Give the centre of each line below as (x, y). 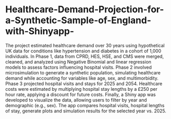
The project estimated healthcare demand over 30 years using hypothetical (85, 45)
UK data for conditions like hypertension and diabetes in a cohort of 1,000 (83, 51)
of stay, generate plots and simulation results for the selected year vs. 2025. (86, 111)
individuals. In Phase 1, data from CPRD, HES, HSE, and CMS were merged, (85, 56)
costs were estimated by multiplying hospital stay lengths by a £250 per (81, 89)
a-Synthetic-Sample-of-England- (78, 20)
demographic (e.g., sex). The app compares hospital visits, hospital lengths (85, 105)
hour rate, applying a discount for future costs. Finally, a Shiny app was (81, 94)
